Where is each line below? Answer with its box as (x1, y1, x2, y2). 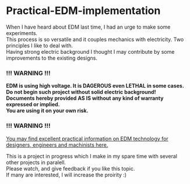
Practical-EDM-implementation (6, 4, 161, 18)
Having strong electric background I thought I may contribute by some (6, 48, 175, 55)
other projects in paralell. (6, 159, 66, 166)
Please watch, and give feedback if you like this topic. (6, 165, 135, 172)
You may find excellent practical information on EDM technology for (6, 135, 169, 142)
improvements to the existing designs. (6, 54, 98, 61)
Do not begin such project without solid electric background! (6, 89, 156, 96)
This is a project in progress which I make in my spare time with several (6, 152, 178, 159)
